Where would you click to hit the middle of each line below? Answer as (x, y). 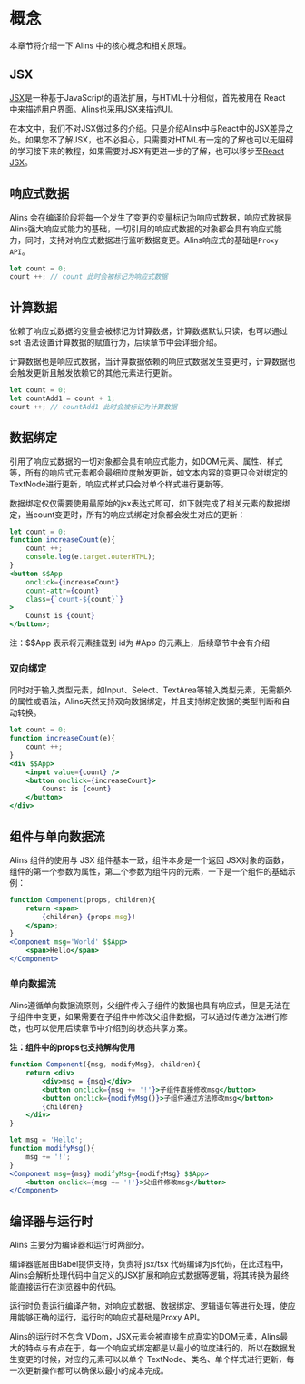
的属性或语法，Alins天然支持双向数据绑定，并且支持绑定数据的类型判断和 (146, 702)
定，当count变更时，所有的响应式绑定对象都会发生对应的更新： (128, 515)
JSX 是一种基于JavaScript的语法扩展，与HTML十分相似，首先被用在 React (148, 97)
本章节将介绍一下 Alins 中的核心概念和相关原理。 (100, 45)
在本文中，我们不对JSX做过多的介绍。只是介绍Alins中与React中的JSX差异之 (152, 128)
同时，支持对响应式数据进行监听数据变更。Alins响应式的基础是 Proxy (152, 240)
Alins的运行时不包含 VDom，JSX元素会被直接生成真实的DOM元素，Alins (145, 1337)
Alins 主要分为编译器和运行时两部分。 (79, 1245)
